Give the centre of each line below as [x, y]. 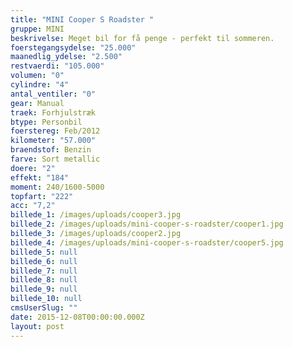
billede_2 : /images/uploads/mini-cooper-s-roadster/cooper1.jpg [147, 224]
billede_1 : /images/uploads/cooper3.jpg [96, 215]
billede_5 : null [44, 252]
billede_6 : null [44, 261]
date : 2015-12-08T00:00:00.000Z [77, 317]
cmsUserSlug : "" [44, 308]
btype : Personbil [46, 122]
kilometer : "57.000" [53, 141]
